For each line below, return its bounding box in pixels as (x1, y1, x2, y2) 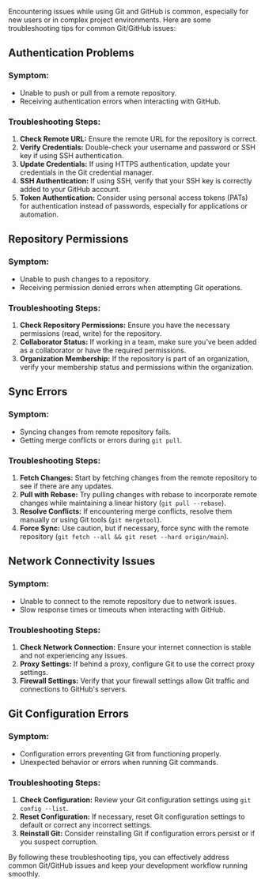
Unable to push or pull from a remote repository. (19, 88, 177, 97)
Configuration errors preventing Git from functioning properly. (19, 748, 221, 758)
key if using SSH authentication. (19, 150, 124, 160)
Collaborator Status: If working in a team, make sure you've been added (19, 337, 257, 346)
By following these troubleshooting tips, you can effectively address (8, 852, 229, 861)
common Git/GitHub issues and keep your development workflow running (8, 861, 248, 870)
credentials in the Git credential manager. (19, 168, 154, 177)
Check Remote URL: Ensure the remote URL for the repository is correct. (19, 134, 258, 143)
